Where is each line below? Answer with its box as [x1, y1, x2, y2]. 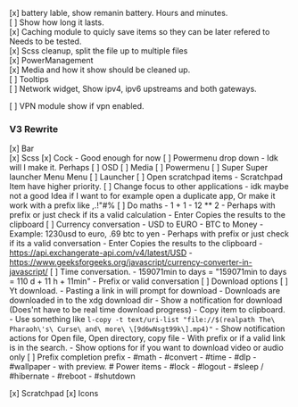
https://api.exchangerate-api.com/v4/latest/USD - [9, 247, 194, 258]
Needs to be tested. [9, 36, 82, 46]
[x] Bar [9, 143, 35, 154]
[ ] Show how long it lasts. [9, 17, 104, 28]
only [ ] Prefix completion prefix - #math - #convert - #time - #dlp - [9, 352, 257, 362]
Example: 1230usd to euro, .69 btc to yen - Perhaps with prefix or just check [9, 228, 290, 239]
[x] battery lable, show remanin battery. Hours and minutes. [9, 8, 228, 18]
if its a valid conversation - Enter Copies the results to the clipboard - [9, 238, 263, 249]
